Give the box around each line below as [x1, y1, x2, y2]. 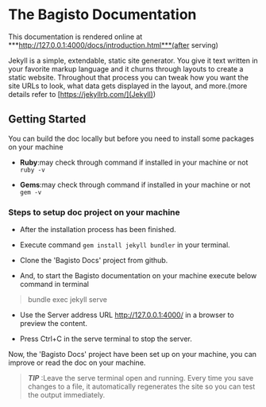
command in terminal [19, 280, 90, 289]
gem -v [19, 188, 42, 196]
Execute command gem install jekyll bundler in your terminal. [19, 240, 230, 250]
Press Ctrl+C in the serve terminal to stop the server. [19, 334, 192, 343]
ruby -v [19, 165, 45, 174]
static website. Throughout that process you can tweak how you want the [8, 72, 249, 82]
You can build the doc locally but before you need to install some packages [8, 134, 254, 143]
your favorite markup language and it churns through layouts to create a [8, 64, 244, 73]
